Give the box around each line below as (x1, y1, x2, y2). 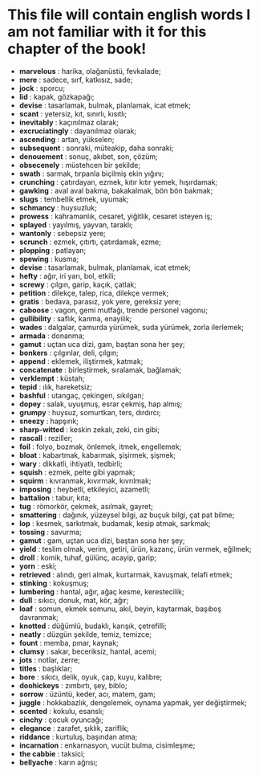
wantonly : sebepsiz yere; (18, 228, 106, 238)
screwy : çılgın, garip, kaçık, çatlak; (18, 279, 137, 289)
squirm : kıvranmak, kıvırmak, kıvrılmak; (18, 475, 152, 485)
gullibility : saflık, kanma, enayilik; (18, 313, 132, 323)
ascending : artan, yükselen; (18, 134, 115, 144)
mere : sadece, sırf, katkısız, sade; (18, 75, 133, 84)
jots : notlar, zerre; (18, 655, 81, 664)
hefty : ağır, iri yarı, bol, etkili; (18, 271, 116, 280)
